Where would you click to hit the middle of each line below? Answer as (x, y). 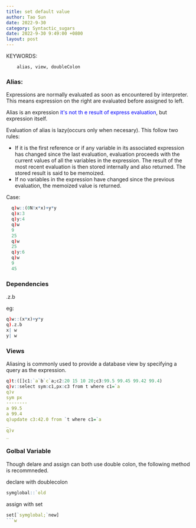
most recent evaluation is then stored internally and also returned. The (100, 167)
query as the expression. (36, 370)
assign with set (24, 504)
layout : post (22, 39)
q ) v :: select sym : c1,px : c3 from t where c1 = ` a (63, 386)
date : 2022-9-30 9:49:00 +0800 (45, 34)
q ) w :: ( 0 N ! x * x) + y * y (34, 208)
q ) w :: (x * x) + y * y (25, 319)
